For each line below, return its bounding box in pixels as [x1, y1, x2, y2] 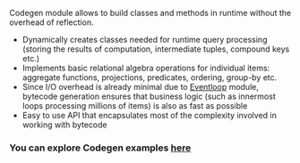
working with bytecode [21, 119, 107, 130]
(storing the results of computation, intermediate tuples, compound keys [21, 44, 290, 54]
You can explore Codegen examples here [9, 142, 192, 154]
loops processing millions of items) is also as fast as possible [21, 101, 248, 110]
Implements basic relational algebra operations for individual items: [21, 62, 270, 73]
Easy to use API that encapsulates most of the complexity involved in [21, 110, 278, 120]
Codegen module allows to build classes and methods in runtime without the [9, 8, 292, 18]
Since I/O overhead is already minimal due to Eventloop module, [21, 82, 260, 92]
